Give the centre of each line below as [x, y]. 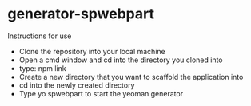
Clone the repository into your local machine [92, 51]
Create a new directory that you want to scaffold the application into [131, 77]
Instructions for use [40, 36]
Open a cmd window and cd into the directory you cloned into [121, 60]
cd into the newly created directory [77, 85]
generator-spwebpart [81, 14]
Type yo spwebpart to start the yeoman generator [101, 93]
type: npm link [43, 68]
